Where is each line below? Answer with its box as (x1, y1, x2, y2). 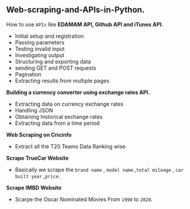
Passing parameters (14, 38, 65, 46)
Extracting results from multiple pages (14, 77, 110, 84)
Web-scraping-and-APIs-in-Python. (6, 5, 145, 15)
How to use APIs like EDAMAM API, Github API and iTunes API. (6, 20, 164, 28)
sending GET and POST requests (14, 64, 96, 71)
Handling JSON (14, 106, 53, 114)
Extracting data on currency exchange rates (14, 100, 124, 108)
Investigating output (14, 51, 65, 59)
